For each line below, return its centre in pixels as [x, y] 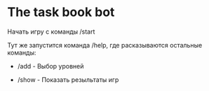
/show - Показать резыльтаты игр [68, 79]
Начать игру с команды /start [51, 31]
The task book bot [61, 12]
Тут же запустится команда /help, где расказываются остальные [105, 45]
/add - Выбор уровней [50, 66]
